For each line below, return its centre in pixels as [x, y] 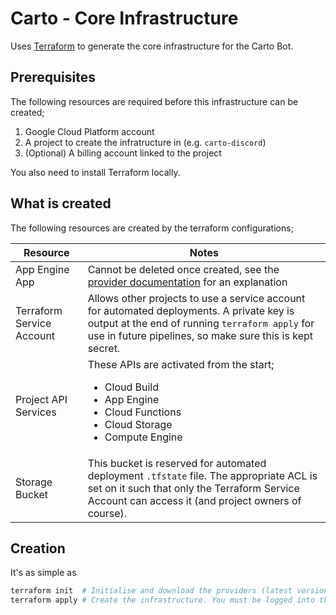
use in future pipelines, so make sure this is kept [200, 335]
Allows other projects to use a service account [196, 298]
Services [36, 412]
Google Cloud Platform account [89, 131]
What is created [61, 203]
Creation [38, 548]
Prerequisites [53, 77]
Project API [41, 399]
